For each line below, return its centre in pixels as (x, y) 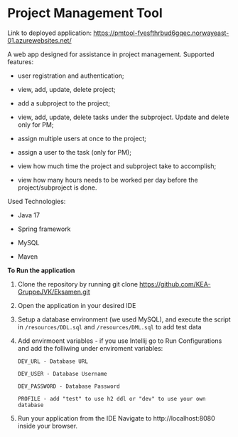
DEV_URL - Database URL (53, 361)
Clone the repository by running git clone (78, 284)
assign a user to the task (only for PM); (74, 152)
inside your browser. (48, 426)
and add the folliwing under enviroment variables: (90, 348)
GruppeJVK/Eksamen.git (54, 292)
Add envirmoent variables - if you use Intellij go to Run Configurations (120, 341)
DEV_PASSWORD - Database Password (69, 386)
